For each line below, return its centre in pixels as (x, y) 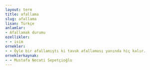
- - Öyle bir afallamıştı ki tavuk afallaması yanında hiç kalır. (75, 51)
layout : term (19, 10)
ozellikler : (17, 37)
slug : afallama (21, 19)
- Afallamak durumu (25, 33)
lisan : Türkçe (20, 23)
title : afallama (22, 14)
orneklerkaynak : (22, 55)
